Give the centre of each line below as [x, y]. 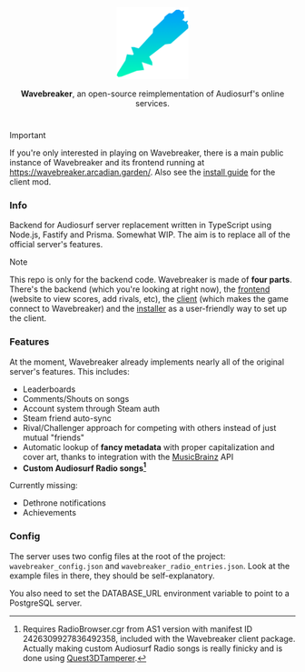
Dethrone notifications [64, 503]
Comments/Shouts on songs [76, 398]
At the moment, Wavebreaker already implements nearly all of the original [147, 362]
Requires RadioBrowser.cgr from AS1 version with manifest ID [137, 628]
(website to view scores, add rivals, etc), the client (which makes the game [149, 299]
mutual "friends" [53, 437]
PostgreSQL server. [46, 603]
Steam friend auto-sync [67, 418]
